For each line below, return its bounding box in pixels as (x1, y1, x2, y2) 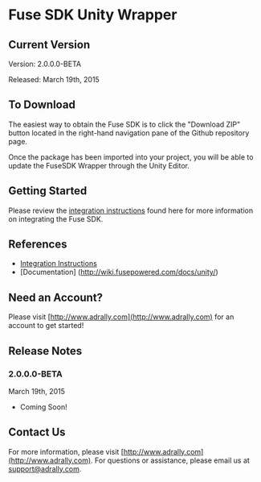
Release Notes (8, 344, 83, 358)
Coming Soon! (19, 401, 67, 412)
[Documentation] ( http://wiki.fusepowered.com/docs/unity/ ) (19, 268, 218, 277)
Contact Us (8, 426, 66, 439)
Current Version (8, 38, 91, 52)
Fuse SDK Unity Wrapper (8, 6, 177, 24)
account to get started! (8, 321, 84, 330)
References (8, 238, 67, 251)
